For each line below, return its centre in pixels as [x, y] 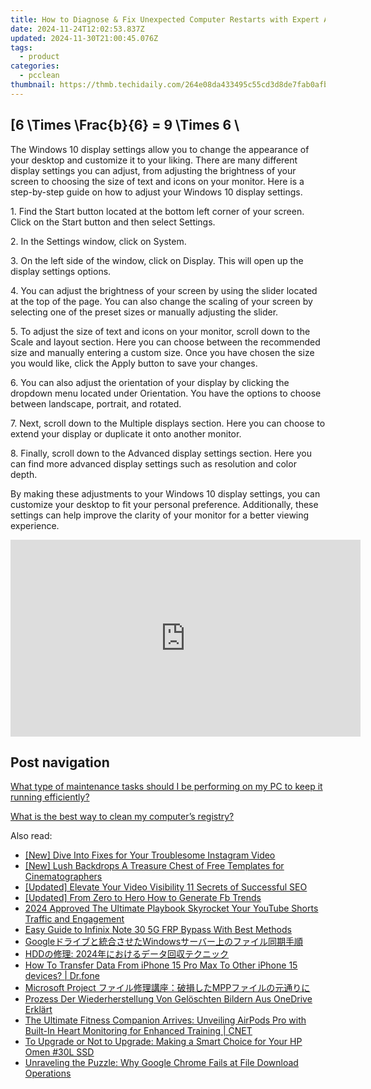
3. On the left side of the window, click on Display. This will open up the [157, 260]
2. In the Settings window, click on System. [98, 241]
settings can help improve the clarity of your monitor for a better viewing [160, 515]
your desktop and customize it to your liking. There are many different [154, 160]
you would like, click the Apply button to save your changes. [134, 363]
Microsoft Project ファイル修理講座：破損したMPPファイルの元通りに [167, 988]
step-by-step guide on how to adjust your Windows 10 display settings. [156, 192]
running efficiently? [50, 797]
